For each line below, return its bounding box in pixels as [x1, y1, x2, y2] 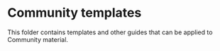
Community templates [7, 5, 142, 21]
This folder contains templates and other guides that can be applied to [7, 28, 213, 36]
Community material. [7, 35, 69, 43]
